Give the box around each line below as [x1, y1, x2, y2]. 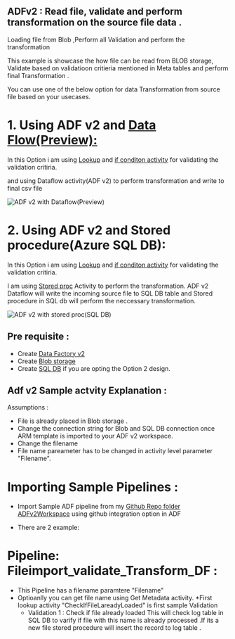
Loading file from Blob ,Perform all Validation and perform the [7, 35, 185, 44]
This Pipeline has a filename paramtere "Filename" [17, 586, 164, 595]
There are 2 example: [17, 524, 79, 532]
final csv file [7, 184, 43, 192]
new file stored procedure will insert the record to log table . [27, 624, 201, 632]
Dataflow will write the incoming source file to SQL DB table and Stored [7, 289, 213, 298]
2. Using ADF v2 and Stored [7, 222, 171, 238]
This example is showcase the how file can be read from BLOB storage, [7, 56, 214, 65]
